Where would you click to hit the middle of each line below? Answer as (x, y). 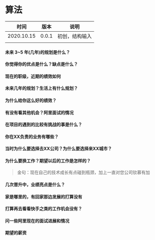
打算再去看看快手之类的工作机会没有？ (44, 209)
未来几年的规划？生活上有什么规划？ (42, 88)
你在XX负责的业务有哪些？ (32, 137)
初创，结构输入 (75, 36)
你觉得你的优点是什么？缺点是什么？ (42, 64)
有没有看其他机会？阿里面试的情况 (39, 112)
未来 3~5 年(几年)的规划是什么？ (38, 52)
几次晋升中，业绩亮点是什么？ (35, 185)
